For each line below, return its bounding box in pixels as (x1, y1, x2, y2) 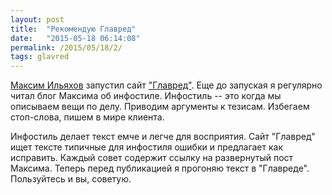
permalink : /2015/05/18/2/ (10, 42, 123, 53)
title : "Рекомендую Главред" (10, 24, 137, 34)
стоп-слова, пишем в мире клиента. (10, 111, 165, 123)
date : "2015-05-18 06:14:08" (10, 33, 141, 43)
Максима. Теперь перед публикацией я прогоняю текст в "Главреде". (10, 162, 310, 175)
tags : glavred (10, 52, 70, 62)
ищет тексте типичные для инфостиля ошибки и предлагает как (10, 141, 284, 153)
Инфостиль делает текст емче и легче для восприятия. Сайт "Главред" (10, 131, 316, 143)
